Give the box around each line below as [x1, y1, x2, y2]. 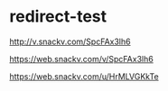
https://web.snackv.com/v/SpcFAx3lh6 [9, 53, 154, 64]
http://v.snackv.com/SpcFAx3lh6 [9, 36, 131, 47]
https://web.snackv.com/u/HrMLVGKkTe [9, 70, 160, 82]
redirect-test [9, 6, 107, 27]
